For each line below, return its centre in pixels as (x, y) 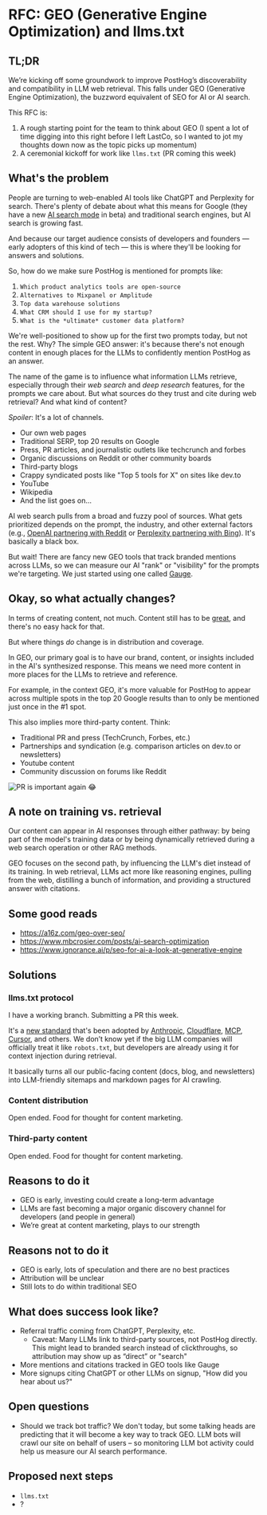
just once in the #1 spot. (47, 706)
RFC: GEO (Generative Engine (108, 15)
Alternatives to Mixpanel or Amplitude (86, 295)
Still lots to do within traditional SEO (78, 1287)
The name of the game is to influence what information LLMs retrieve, (123, 376)
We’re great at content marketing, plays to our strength (110, 1226)
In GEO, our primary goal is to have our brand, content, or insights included (131, 657)
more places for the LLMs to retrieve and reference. (93, 674)
